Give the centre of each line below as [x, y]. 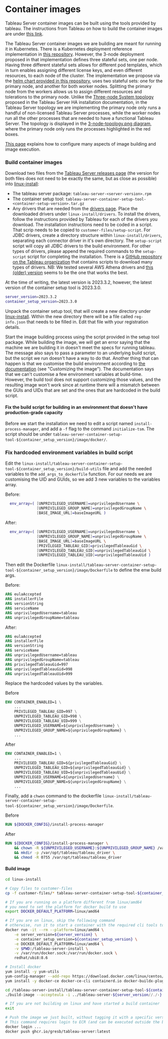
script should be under [28, 434]
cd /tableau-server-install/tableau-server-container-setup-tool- [76, 990]
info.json [15, 322]
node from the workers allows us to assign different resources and [74, 91]
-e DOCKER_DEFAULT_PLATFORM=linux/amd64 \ [59, 944]
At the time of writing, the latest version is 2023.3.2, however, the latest [78, 283]
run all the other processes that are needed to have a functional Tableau [79, 118]
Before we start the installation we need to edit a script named [69, 424]
